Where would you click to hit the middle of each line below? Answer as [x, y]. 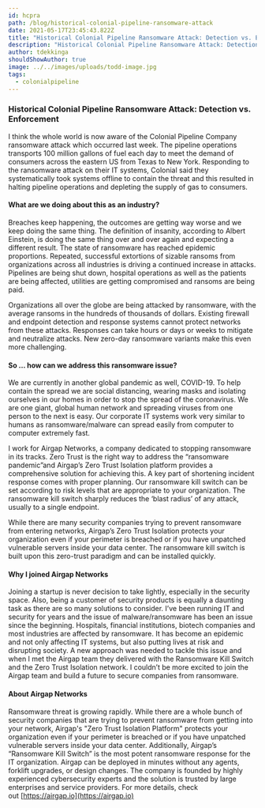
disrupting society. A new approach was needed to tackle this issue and [125, 651]
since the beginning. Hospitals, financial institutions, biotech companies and [132, 625]
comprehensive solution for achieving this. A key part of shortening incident [131, 474]
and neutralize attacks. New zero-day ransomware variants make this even [130, 338]
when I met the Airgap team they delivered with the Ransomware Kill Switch [131, 659]
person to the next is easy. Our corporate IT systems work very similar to [127, 417]
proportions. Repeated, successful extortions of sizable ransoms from [122, 256]
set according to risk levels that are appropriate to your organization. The [127, 490]
